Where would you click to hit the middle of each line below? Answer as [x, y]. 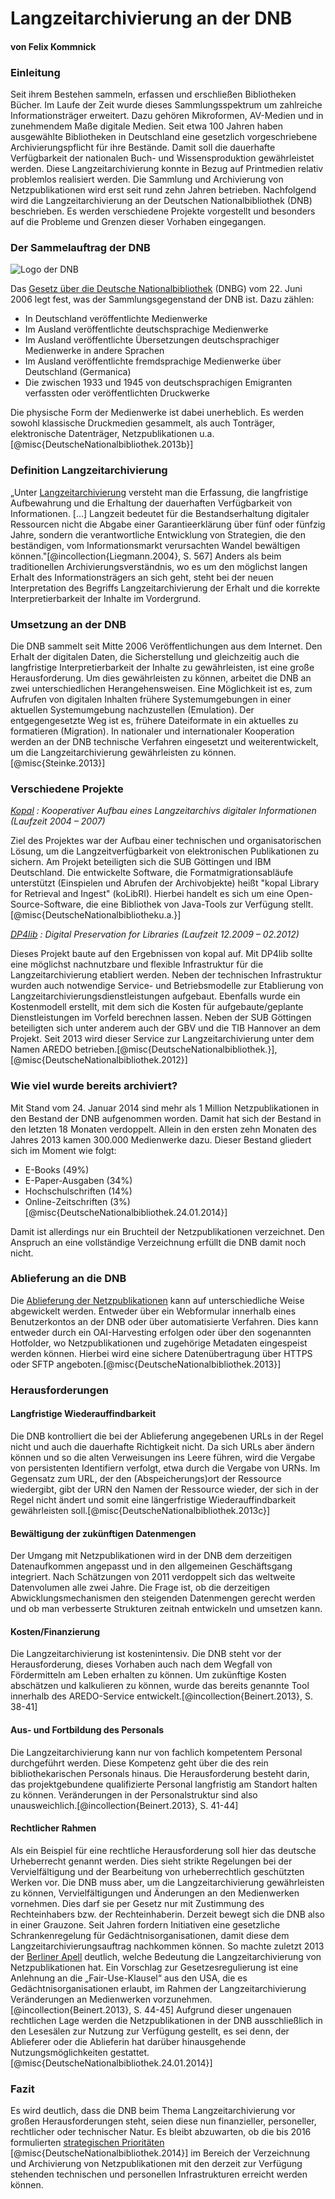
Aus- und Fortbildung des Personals [87, 1729]
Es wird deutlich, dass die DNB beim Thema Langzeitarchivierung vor [153, 2111]
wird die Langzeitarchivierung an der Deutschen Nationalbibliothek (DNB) [161, 201]
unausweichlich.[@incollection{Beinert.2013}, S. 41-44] [124, 1805]
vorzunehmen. [182, 1999]
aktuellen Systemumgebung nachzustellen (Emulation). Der [132, 709]
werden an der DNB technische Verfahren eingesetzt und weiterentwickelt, [164, 741]
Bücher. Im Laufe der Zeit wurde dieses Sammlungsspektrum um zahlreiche [166, 105]
